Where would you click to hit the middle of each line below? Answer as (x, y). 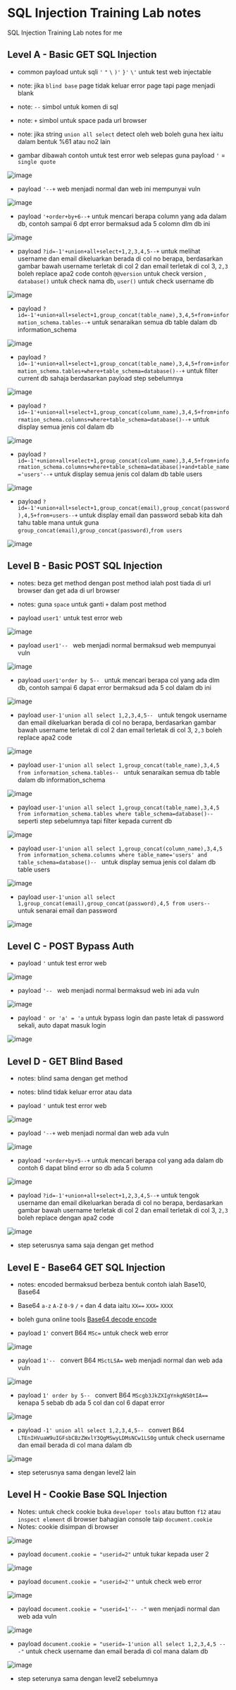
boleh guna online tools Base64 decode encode (87, 1319)
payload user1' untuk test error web (70, 618)
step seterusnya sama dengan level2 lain (76, 1472)
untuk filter (202, 370)
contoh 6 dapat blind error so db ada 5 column (85, 1168)
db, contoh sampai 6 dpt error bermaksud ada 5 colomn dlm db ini (114, 223)
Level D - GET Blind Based (65, 1061)
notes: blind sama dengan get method (73, 1078)
